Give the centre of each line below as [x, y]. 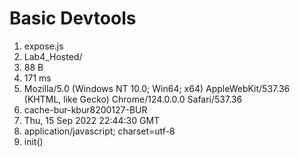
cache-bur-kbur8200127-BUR [85, 109]
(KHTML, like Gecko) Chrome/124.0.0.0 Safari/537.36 [133, 99]
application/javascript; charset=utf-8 [99, 131]
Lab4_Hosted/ [53, 56]
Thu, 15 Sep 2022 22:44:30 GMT [92, 120]
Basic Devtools [73, 18]
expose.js [43, 46]
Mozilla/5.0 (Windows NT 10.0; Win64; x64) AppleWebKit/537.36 [157, 88]
